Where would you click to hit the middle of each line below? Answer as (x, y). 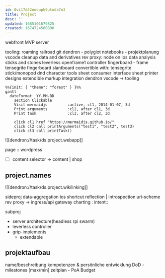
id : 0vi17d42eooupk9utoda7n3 (35, 10)
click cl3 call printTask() (43, 131)
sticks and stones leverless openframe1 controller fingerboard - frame (77, 63)
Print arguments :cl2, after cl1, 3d (62, 109)
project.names (28, 175)
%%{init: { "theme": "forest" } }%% (43, 87)
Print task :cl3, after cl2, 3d (62, 114)
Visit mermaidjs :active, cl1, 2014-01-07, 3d (72, 105)
